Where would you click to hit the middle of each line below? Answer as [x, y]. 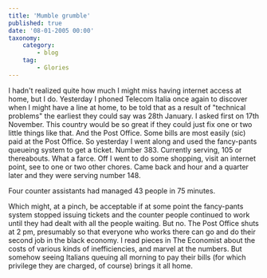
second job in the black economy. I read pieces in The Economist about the [132, 240]
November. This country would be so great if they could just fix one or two [130, 124]
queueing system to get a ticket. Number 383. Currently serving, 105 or [125, 149]
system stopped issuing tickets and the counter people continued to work [129, 214]
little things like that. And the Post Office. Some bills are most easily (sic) [127, 133]
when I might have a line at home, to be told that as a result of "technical [127, 107]
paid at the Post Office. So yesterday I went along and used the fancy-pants [133, 141]
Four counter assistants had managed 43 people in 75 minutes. [112, 191]
